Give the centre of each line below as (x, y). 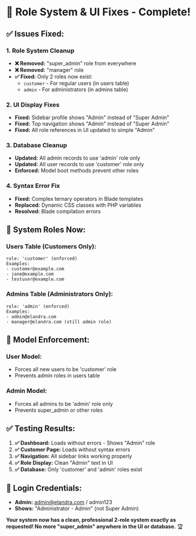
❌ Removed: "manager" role (49, 70)
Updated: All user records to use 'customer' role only (79, 164)
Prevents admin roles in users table (57, 376)
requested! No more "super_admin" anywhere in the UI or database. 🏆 (95, 527)
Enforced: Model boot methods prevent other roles (77, 171)
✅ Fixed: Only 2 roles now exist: (54, 77)
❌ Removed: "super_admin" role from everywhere (75, 63)
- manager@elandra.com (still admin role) (59, 322)
